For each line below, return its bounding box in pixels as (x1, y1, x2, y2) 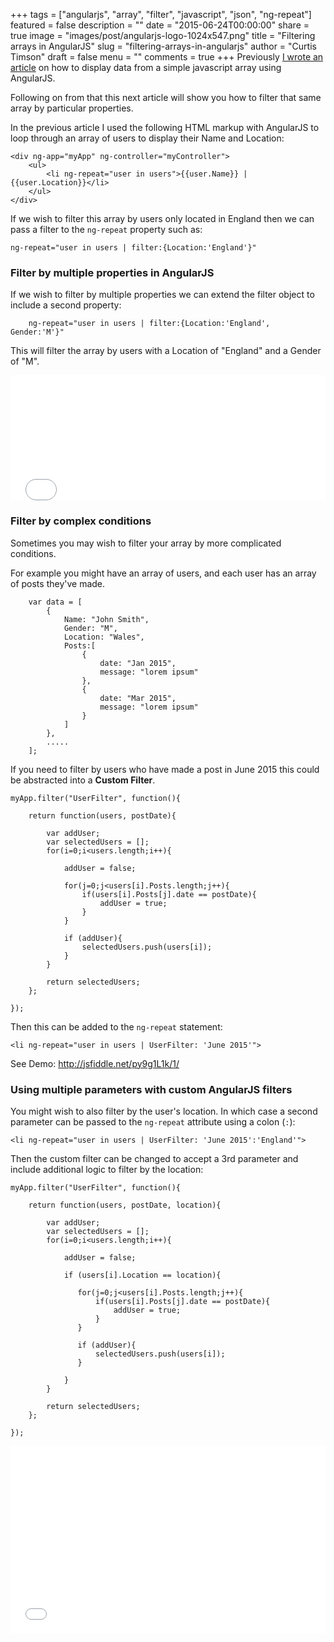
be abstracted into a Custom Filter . (10, 774, 156, 786)
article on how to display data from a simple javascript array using (10, 62, 282, 73)
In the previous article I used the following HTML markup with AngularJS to (10, 122, 320, 133)
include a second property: (10, 299, 122, 311)
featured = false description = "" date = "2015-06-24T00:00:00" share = (10, 19, 310, 31)
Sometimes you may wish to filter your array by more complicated (10, 537, 282, 549)
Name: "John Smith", (63, 614, 150, 624)
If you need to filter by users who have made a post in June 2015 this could (10, 763, 320, 775)
